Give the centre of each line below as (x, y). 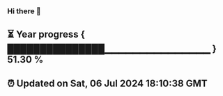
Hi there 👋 (24, 11)
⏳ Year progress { (46, 34)
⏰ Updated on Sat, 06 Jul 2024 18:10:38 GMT (107, 83)
